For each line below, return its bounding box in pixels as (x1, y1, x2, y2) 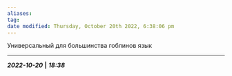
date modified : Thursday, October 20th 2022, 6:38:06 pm (7, 23, 175, 29)
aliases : (7, 10, 32, 17)
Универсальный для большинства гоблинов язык (7, 42, 153, 50)
